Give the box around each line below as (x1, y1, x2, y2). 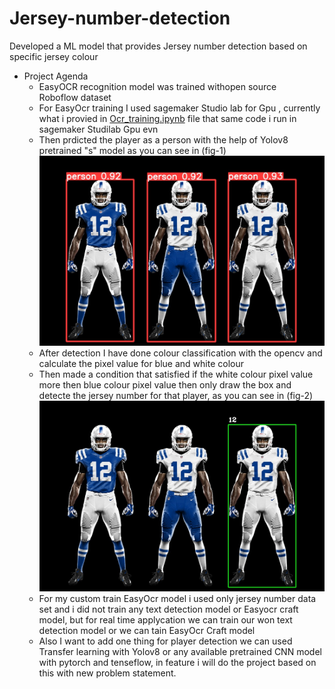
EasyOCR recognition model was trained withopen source (38, 80, 277, 92)
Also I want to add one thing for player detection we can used (38, 635, 293, 647)
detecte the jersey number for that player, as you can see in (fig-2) (38, 390, 314, 402)
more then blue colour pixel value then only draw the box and (38, 379, 292, 391)
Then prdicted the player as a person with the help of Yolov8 (38, 133, 289, 146)
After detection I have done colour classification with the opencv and (38, 347, 323, 359)
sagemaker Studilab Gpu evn (38, 123, 159, 135)
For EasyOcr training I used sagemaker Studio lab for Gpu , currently (38, 102, 321, 114)
